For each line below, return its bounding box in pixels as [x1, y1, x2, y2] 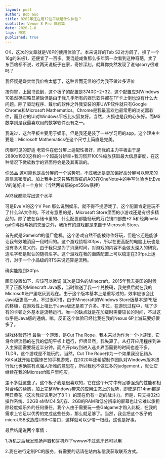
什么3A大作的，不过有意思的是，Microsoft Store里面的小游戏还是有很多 [9, 209, 155, 215]
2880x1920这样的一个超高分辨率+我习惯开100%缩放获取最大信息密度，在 [5, 153, 155, 159]
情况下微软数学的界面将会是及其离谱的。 [9, 159, 92, 165]
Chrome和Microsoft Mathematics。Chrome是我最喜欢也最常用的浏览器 [5, 107, 150, 113]
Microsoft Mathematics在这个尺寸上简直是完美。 [18, 136, 117, 142]
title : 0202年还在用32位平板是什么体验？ [5, 16, 82, 21]
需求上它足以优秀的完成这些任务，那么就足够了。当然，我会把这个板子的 [5, 410, 152, 416]
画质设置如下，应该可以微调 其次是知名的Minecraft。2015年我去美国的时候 [5, 278, 157, 284]
